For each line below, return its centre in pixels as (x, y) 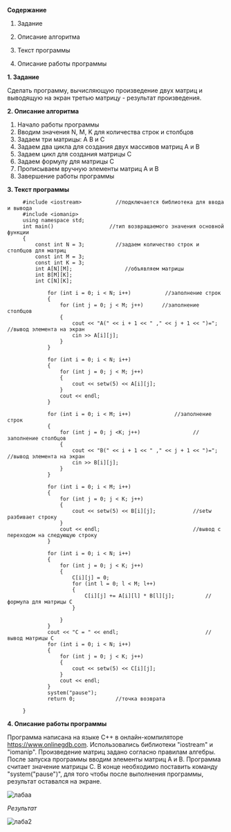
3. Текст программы (38, 189)
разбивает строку (32, 517)
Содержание (27, 10)
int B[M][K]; (54, 275)
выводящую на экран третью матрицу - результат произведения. (104, 98)
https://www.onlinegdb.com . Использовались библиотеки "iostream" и (110, 744)
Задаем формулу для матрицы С (66, 161)
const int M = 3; (60, 257)
